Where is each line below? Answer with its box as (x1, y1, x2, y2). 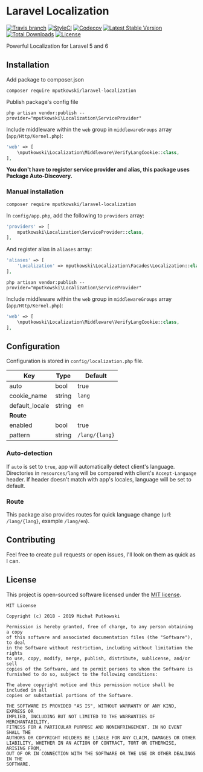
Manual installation (6, 187, 64, 196)
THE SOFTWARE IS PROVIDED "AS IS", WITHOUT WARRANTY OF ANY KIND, (6, 703, 177, 709)
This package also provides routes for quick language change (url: (6, 510, 172, 518)
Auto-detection (6, 449, 53, 457)
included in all (6, 687, 47, 693)
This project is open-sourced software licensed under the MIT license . (6, 591, 182, 598)
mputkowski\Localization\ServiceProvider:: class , (17, 229, 145, 235)
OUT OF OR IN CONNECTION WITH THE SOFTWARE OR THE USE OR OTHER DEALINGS (6, 750, 196, 756)
